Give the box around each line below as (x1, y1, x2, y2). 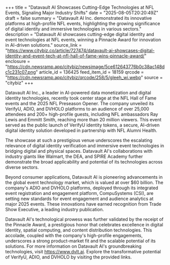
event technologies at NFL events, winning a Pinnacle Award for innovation (5, 37, 161, 43)
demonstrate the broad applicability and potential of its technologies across (5, 159, 163, 164)
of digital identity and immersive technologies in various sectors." (5, 26, 142, 32)
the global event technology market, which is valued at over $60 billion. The (5, 180, 163, 185)
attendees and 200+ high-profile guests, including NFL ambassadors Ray (5, 111, 158, 117)
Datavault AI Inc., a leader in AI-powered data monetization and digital (5, 90, 151, 95)
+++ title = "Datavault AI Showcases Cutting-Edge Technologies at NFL (5, 5, 154, 10)
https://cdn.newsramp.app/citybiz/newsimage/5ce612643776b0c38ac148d (7, 63, 165, 70)
